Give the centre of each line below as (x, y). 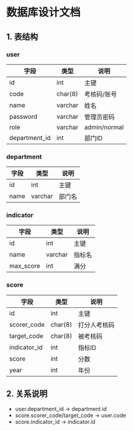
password (23, 116)
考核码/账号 (101, 94)
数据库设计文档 (44, 12)
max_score (25, 266)
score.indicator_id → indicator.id (55, 421)
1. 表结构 (22, 37)
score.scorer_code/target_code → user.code (70, 415)
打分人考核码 (96, 325)
